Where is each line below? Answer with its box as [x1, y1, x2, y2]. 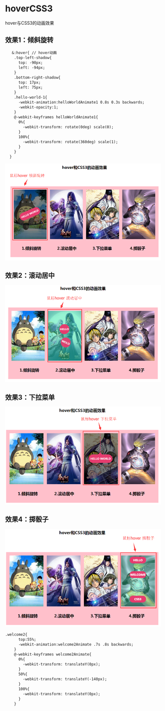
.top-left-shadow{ [14, 55, 52, 60]
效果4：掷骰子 [5, 515, 49, 524]
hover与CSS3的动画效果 [5, 20, 54, 26]
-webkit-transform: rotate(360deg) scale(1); [23, 139, 119, 144]
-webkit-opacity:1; [18, 104, 58, 109]
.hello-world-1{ [14, 95, 48, 100]
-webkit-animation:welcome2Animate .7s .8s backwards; [18, 642, 134, 647]
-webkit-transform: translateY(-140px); [23, 676, 107, 681]
